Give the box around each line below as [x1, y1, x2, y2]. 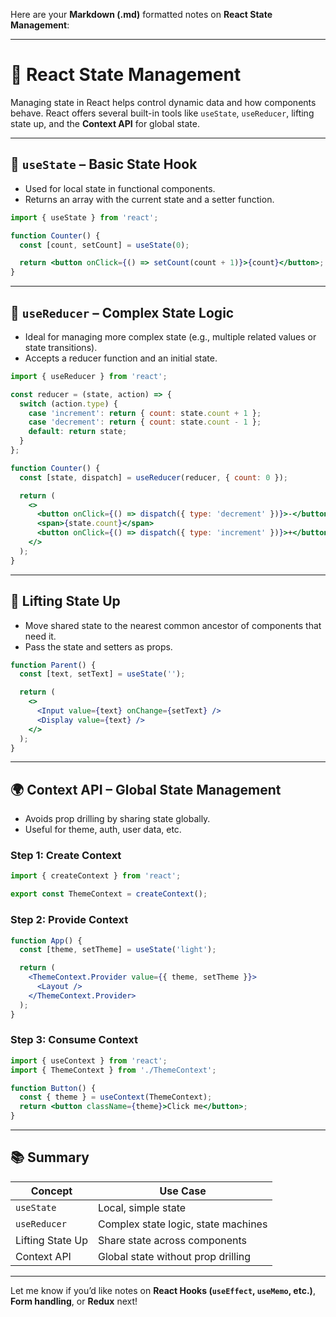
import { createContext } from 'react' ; [10, 871, 182, 881]
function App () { [10, 935, 83, 946]
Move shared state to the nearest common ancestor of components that [24, 619, 322, 631]
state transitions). [24, 341, 98, 353]
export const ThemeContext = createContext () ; [10, 889, 208, 899]
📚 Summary [10, 1149, 90, 1166]
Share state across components [97, 1233, 248, 1247]
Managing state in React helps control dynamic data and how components [10, 96, 317, 108]
